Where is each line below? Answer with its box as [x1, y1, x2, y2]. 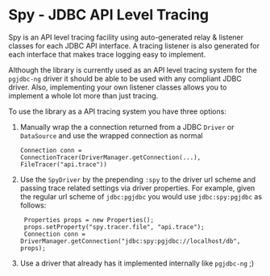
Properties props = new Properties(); [23, 215, 155, 224]
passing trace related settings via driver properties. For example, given [19, 183, 255, 193]
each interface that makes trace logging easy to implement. [8, 49, 206, 59]
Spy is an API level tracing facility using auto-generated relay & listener [8, 32, 244, 42]
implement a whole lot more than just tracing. [8, 90, 159, 100]
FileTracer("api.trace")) [19, 160, 107, 169]
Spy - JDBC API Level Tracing [8, 6, 210, 24]
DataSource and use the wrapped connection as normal [19, 131, 203, 140]
